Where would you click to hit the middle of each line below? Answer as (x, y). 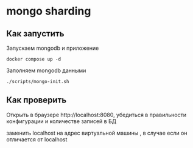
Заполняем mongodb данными (46, 70)
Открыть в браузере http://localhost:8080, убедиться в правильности (96, 115)
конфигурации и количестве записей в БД (61, 121)
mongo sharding (49, 11)
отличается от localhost (37, 139)
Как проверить (37, 100)
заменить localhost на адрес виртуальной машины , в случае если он (97, 133)
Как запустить (35, 34)
